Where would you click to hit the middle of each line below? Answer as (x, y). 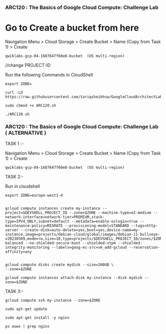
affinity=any (19, 252)
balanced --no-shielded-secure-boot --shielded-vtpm (61, 243)
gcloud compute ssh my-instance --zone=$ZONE (53, 301)
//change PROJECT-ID (28, 65)
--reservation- (145, 248)
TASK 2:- (14, 177)
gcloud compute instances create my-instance (53, 209)
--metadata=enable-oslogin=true (105, 222)
